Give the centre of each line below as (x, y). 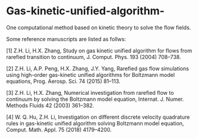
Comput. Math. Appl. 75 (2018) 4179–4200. (59, 129)
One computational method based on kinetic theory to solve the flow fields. (99, 27)
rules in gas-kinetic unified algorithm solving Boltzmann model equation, (95, 123)
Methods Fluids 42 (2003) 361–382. (50, 105)
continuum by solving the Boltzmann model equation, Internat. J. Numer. (95, 99)
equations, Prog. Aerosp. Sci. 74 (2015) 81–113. (64, 81)
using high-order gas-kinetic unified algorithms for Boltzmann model (90, 75)
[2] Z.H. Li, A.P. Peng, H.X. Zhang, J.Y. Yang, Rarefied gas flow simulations (98, 68)
